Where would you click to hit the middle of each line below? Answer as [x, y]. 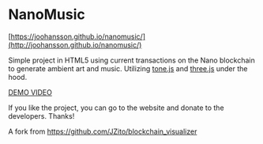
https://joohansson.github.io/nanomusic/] [78, 36]
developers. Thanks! [41, 116]
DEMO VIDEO [30, 92]
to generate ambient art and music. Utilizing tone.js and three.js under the [128, 68]
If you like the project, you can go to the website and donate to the [116, 108]
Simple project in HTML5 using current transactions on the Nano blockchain [131, 60]
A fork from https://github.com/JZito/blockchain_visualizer [103, 131]
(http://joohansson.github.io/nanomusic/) [75, 44]
